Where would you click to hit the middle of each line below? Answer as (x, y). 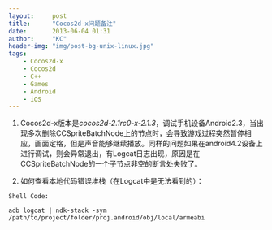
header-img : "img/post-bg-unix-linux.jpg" (81, 46)
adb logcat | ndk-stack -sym (58, 211)
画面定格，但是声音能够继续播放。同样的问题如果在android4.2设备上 (149, 144)
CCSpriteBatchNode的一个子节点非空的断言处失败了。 (111, 164)
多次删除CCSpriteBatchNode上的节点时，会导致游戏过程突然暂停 (136, 133)
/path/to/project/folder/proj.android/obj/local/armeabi (107, 218)
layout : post (38, 16)
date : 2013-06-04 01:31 (60, 31)
